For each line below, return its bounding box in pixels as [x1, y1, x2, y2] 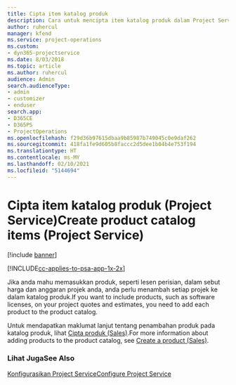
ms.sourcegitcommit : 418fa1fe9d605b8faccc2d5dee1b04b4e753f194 [7, 141, 197, 148]
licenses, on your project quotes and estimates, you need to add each [7, 300, 209, 308]
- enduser [7, 102, 37, 109]
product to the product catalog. [7, 307, 98, 316]
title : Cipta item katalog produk [7, 10, 109, 18]
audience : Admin [7, 75, 55, 83]
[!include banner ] [7, 250, 58, 259]
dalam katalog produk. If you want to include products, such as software [7, 292, 216, 301]
